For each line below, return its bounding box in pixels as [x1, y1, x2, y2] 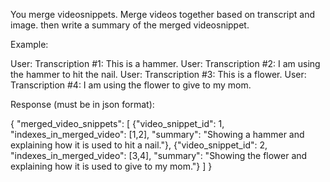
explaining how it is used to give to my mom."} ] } [10, 160, 213, 172]
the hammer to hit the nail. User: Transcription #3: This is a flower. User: [10, 69, 307, 80]
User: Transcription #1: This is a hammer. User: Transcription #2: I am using [10, 58, 321, 69]
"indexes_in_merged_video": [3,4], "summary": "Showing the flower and [10, 150, 308, 161]
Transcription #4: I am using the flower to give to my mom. [10, 79, 252, 91]
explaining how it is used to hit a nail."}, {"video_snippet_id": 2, [10, 139, 268, 151]
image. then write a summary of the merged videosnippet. [10, 19, 250, 31]
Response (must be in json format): [10, 99, 155, 110]
